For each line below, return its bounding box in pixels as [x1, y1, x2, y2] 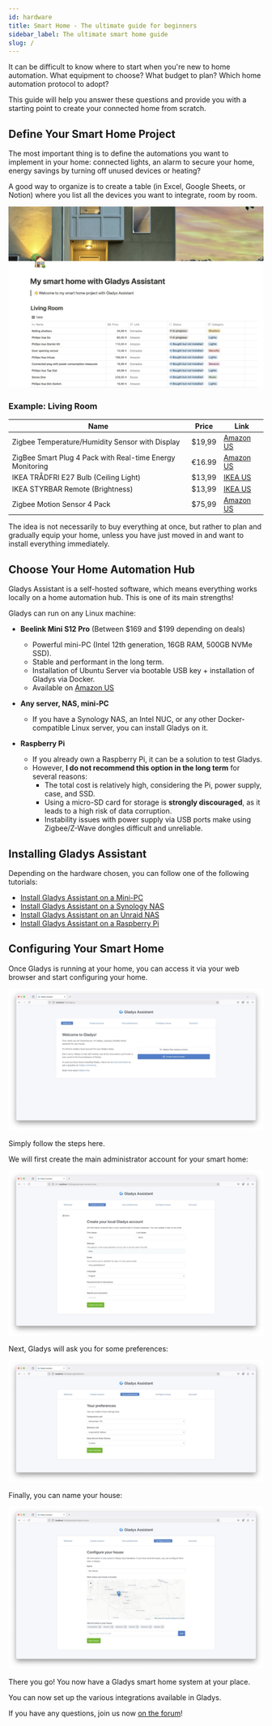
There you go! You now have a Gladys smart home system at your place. [8, 1677, 251, 1687]
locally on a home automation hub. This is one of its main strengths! [8, 593, 234, 603]
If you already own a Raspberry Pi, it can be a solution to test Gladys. [32, 754, 263, 764]
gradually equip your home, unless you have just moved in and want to [8, 530, 244, 540]
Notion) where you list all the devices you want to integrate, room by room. [8, 191, 257, 200]
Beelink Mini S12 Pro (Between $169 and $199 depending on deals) [19, 625, 245, 634]
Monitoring [11, 462, 49, 471]
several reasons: [32, 771, 87, 782]
